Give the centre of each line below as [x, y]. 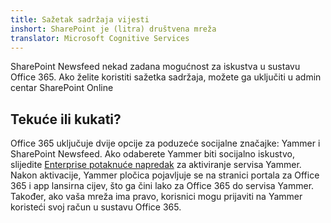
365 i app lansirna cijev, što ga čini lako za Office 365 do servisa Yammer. [162, 186]
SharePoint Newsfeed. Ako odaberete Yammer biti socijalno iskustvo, [152, 154]
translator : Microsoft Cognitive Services [100, 38]
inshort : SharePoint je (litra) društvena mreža [113, 29]
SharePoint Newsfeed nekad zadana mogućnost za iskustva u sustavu [155, 67]
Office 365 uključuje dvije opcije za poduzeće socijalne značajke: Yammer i [165, 143]
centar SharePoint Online [62, 88]
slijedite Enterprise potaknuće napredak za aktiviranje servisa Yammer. [156, 165]
